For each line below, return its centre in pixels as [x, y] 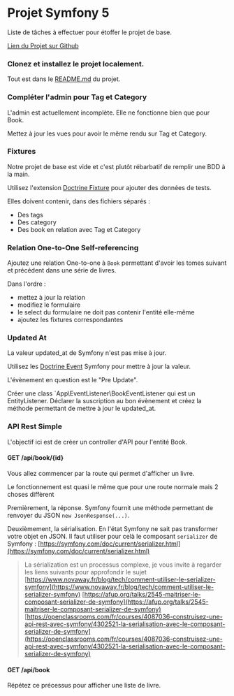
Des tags [30, 215]
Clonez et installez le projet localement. [76, 64]
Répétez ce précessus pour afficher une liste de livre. [84, 686]
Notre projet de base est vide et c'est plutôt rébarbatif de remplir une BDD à [116, 166]
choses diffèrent [31, 494]
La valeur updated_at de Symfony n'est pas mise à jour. [87, 353]
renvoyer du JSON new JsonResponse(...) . [68, 515]
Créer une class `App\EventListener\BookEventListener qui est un [101, 393]
